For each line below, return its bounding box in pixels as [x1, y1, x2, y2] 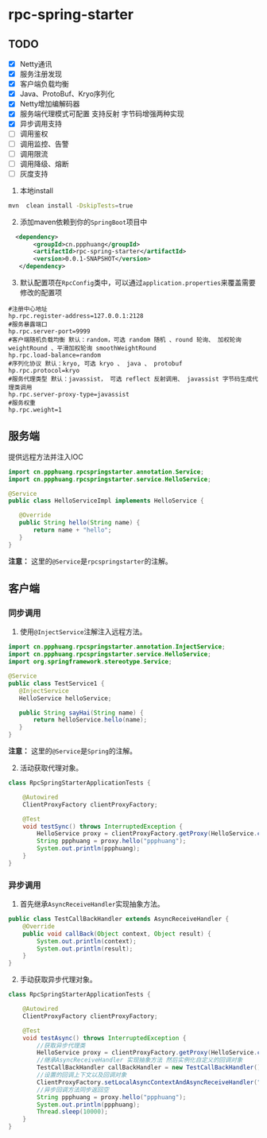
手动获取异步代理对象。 [19, 975, 97, 985]
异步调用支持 [19, 119, 62, 129]
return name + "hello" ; [33, 526, 112, 534]
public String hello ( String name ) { [18, 519, 141, 527]
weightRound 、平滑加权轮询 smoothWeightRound [8, 344, 157, 352]
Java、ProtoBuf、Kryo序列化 [19, 89, 115, 99]
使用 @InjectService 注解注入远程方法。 [19, 627, 147, 637]
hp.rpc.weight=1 [8, 406, 62, 414]
